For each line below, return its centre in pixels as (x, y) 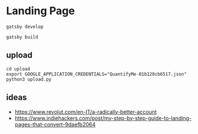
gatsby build (22, 37)
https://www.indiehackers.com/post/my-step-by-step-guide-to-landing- (103, 118)
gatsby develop (25, 27)
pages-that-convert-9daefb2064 (55, 124)
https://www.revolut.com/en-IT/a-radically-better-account (86, 111)
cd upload (18, 69)
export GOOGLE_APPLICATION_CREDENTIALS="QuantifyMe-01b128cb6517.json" (96, 74)
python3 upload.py (29, 79)
